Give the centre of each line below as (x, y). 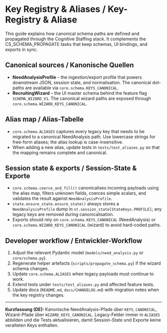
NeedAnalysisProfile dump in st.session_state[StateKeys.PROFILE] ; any (87, 209)
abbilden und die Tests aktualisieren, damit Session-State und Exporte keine (83, 320)
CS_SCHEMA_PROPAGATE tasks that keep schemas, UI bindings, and (76, 44)
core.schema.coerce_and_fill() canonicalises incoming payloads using (85, 188)
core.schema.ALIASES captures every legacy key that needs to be (79, 131)
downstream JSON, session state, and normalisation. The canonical (82, 82)
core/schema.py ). (30, 258)
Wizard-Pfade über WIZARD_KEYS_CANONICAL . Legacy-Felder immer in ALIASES (83, 315)
